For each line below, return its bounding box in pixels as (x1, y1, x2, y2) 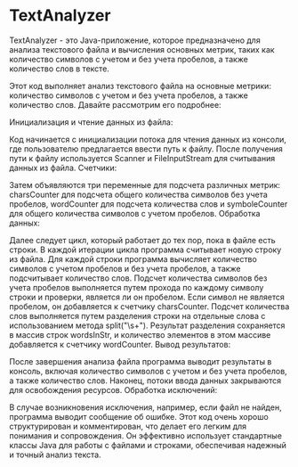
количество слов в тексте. (9, 63, 109, 74)
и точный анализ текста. (9, 449, 101, 460)
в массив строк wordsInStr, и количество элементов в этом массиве (9, 329, 271, 340)
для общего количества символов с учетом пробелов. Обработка (9, 208, 261, 218)
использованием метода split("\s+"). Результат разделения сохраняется (9, 320, 286, 331)
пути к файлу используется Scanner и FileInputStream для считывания (9, 152, 276, 163)
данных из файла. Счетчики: (9, 162, 117, 173)
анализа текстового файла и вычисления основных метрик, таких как (9, 44, 275, 54)
